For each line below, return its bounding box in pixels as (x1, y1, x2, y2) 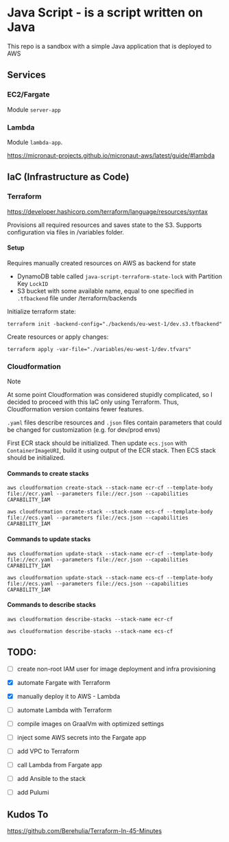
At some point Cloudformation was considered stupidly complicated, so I (7, 391, 213, 399)
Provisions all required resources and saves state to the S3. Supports (7, 221, 202, 229)
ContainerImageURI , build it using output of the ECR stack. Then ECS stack (7, 446, 216, 455)
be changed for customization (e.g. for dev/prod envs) (7, 426, 160, 434)
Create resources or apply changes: (7, 333, 109, 341)
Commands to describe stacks (7, 601, 96, 609)
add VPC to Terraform (16, 747, 80, 755)
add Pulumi (16, 789, 49, 797)
